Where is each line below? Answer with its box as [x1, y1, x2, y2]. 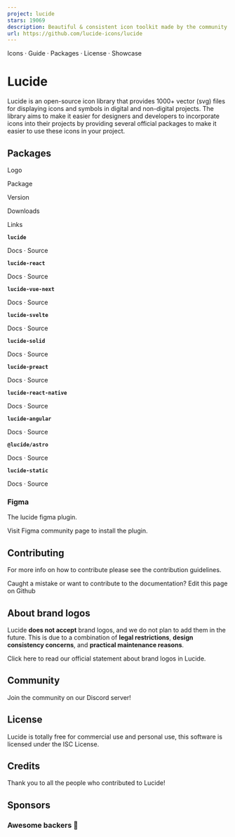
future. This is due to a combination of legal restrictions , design [7, 633, 194, 642]
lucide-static [7, 467, 49, 474]
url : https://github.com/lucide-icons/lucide [7, 30, 142, 37]
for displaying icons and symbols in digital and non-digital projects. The [7, 105, 214, 113]
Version [7, 193, 29, 201]
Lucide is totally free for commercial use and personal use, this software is [7, 732, 223, 741]
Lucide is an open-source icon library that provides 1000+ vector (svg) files [7, 97, 226, 105]
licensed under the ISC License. [7, 739, 100, 748]
